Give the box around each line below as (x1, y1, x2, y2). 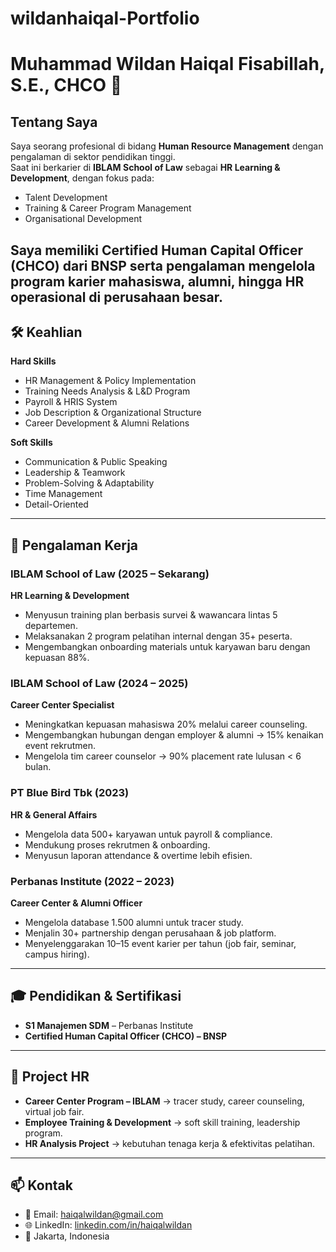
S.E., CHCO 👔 (10, 74, 123, 97)
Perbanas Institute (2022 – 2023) (10, 874, 175, 888)
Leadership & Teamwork (24, 467, 126, 479)
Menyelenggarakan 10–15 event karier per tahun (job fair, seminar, (24, 937, 297, 949)
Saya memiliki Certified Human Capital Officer (10, 242, 304, 259)
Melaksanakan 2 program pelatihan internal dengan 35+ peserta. (24, 630, 293, 642)
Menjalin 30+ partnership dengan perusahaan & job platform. (24, 927, 277, 939)
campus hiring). (24, 948, 90, 960)
